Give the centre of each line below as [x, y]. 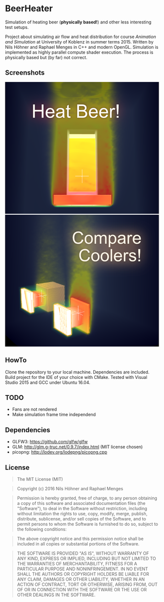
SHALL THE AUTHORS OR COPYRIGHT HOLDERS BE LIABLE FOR [83, 574]
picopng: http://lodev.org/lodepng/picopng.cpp [60, 452]
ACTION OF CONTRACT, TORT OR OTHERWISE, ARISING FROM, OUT [87, 584]
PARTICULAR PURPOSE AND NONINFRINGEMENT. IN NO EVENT [82, 569]
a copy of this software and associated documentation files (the [81, 503]
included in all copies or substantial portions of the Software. [78, 544]
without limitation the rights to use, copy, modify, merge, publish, [82, 514]
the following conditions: [42, 529]
